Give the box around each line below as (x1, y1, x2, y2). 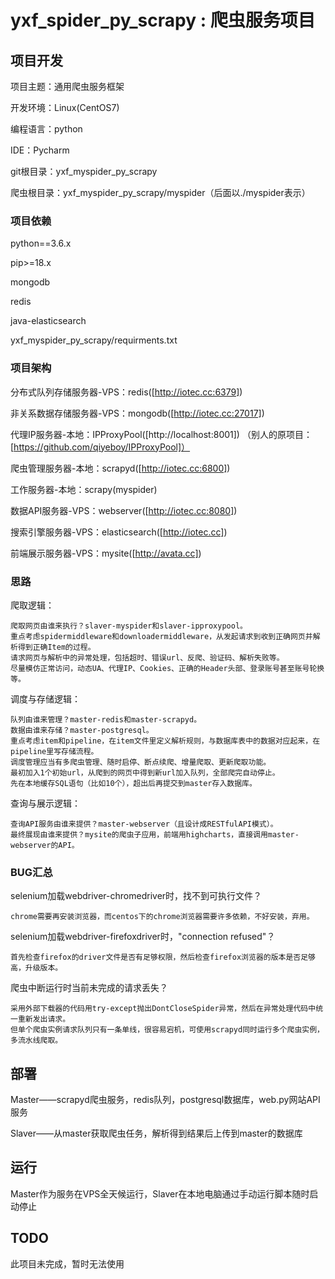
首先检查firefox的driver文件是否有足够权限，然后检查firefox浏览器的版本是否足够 (10, 952, 317, 963)
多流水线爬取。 (10, 1036, 63, 1046)
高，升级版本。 (10, 963, 63, 973)
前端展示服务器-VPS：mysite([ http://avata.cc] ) (10, 547, 202, 559)
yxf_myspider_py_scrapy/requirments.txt (10, 334, 178, 346)
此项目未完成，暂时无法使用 (10, 1257, 125, 1270)
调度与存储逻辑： (10, 692, 81, 705)
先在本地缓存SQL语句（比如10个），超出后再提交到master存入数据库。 (10, 778, 257, 788)
